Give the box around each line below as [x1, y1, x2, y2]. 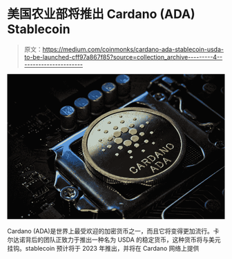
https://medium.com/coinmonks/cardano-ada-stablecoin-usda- [42, 45, 224, 53]
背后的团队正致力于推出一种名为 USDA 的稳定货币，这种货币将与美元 [25, 236, 221, 244]
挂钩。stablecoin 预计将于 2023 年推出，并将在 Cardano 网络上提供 [7, 244, 200, 253]
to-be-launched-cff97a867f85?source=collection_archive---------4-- [23, 52, 223, 61]
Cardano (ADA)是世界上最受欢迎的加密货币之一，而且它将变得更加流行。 [7, 227, 214, 236]
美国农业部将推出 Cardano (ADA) [7, 6, 195, 22]
